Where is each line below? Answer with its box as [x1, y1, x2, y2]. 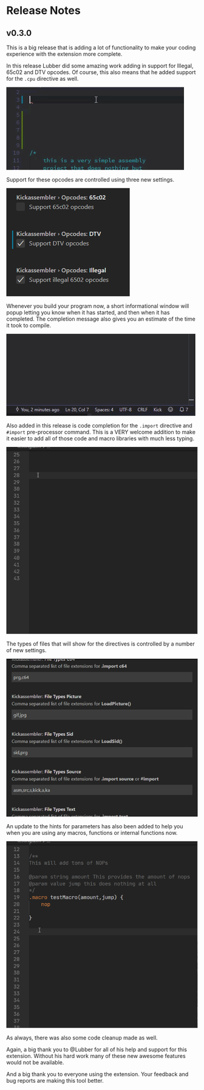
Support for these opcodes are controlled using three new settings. [6, 176, 175, 183]
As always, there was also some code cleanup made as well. [6, 1034, 158, 1041]
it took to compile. [6, 322, 52, 329]
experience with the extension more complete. [6, 50, 123, 58]
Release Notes [6, 4, 81, 18]
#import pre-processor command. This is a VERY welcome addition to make [6, 429, 196, 435]
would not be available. [6, 1059, 64, 1066]
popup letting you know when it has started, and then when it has [6, 309, 170, 316]
